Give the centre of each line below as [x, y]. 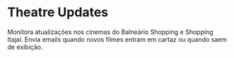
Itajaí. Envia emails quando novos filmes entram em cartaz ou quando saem [117, 39]
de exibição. [25, 47]
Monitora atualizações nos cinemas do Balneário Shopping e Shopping [110, 32]
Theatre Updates [58, 12]
